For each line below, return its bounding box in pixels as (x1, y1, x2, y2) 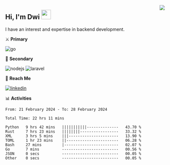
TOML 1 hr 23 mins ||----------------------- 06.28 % (5, 138, 142, 143)
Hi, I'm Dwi (5, 13, 40, 21)
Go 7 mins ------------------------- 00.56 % (5, 147, 142, 152)
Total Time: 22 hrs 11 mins (5, 115, 65, 121)
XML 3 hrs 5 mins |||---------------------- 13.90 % (5, 133, 142, 139)
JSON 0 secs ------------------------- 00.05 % (5, 151, 142, 156)
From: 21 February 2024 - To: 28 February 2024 (5, 107, 108, 112)
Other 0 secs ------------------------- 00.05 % (5, 155, 142, 160)
